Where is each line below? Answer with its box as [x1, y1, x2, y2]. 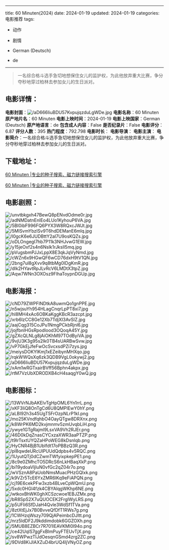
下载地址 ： [5, 157, 39, 166]
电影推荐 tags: [5, 16, 35, 22]
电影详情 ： [5, 95, 39, 103]
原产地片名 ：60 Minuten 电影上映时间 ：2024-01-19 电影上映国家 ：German [5, 116, 160, 122]
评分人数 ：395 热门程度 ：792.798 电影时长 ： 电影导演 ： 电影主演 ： [15, 128, 156, 134]
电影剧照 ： [5, 198, 39, 207]
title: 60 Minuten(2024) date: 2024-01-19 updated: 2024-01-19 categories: [5, 10, 160, 16]
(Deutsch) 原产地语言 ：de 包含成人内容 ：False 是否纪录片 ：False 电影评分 [5, 122, 159, 128]
